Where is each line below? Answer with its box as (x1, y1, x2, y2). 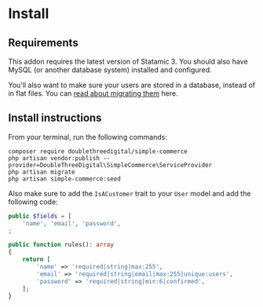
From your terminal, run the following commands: (8, 132, 167, 141)
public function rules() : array (8, 241, 114, 249)
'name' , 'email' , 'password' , (22, 219, 122, 228)
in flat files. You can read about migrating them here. (8, 89, 178, 98)
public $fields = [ (8, 212, 72, 220)
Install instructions (8, 111, 102, 125)
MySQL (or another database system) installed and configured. (8, 65, 212, 75)
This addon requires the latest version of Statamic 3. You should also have (8, 57, 249, 66)
